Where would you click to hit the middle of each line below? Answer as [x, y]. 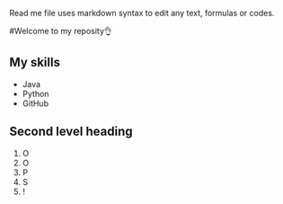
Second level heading [71, 132]
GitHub [35, 103]
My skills [35, 62]
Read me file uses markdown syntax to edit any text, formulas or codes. [142, 13]
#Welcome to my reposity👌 [61, 31]
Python [35, 93]
